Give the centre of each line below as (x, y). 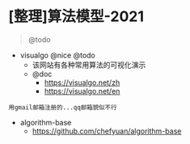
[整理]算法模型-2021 (76, 17)
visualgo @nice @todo (57, 55)
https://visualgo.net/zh (82, 83)
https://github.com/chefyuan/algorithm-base (107, 131)
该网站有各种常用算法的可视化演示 (89, 65)
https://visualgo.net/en (82, 91)
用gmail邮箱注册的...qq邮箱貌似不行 (63, 107)
